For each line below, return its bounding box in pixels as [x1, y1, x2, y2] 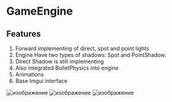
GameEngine [6, 4, 73, 18]
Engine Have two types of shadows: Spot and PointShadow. [15, 51, 166, 59]
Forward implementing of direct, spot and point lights [15, 45, 149, 52]
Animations [15, 71, 44, 78]
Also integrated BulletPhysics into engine [15, 64, 119, 71]
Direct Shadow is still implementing [15, 58, 104, 65]
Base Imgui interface [15, 78, 68, 84]
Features [6, 29, 41, 39]
